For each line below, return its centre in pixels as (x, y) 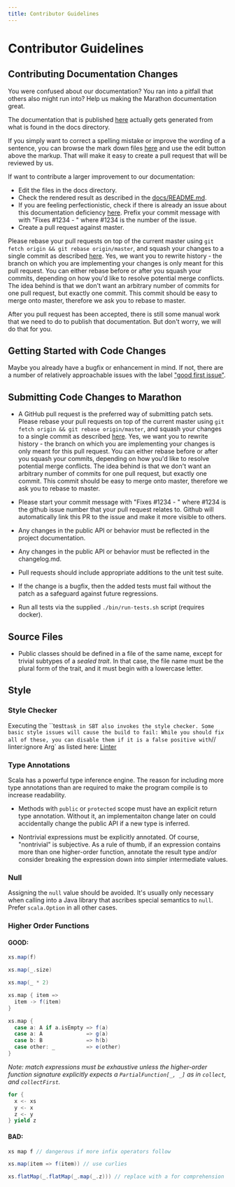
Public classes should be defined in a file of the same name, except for (120, 654)
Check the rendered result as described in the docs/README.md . (112, 198)
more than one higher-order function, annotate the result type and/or (117, 852)
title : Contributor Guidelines (54, 14)
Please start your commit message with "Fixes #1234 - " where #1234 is (122, 502)
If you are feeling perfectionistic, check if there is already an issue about (122, 205)
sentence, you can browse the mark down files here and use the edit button (117, 148)
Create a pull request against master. (71, 227)
